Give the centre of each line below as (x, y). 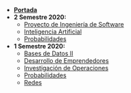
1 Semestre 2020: (39, 46)
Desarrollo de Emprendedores (66, 61)
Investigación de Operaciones (66, 68)
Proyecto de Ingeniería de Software (74, 24)
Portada (25, 10)
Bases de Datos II (48, 53)
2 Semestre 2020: (40, 17)
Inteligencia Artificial (53, 31)
